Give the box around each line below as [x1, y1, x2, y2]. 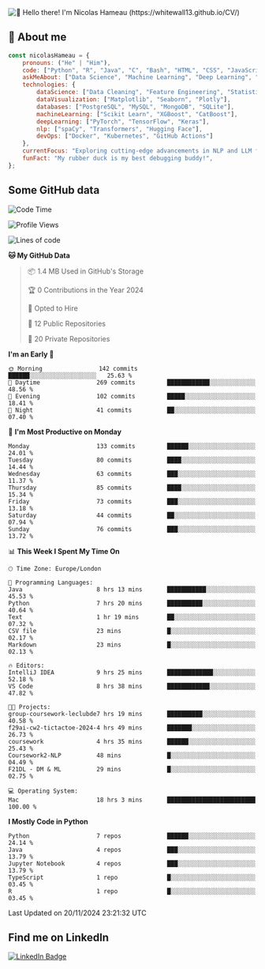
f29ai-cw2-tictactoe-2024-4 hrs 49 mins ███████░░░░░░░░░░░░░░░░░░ [8, 723, 256, 732]
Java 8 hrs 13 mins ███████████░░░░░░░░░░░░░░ [8, 585, 256, 594]
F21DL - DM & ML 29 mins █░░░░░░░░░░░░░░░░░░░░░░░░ [8, 765, 256, 773]
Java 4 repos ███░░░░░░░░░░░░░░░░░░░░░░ [8, 846, 256, 854]
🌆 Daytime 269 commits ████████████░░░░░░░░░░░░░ [8, 379, 256, 386]
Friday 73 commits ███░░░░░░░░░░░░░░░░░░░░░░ [8, 497, 256, 505]
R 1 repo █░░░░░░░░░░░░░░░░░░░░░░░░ [8, 887, 256, 895]
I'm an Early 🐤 [8, 349, 54, 359]
